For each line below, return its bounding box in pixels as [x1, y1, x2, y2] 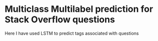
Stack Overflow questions [4, 14, 115, 25]
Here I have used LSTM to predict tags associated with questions [4, 30, 139, 36]
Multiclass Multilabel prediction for [4, 3, 153, 15]
